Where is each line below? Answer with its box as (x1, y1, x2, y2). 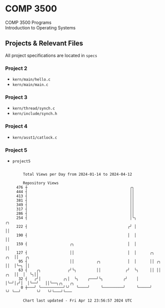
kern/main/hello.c (12, 77, 51, 82)
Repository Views (23, 180, 59, 186)
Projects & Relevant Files (5, 39, 83, 48)
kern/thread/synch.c (12, 106, 55, 111)
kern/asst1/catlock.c (12, 135, 57, 140)
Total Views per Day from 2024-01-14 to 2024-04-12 (23, 172, 133, 177)
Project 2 (5, 65, 27, 72)
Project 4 (5, 123, 28, 130)
